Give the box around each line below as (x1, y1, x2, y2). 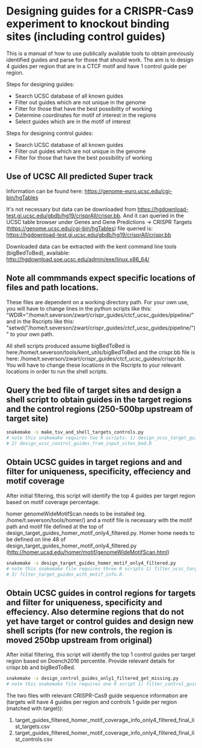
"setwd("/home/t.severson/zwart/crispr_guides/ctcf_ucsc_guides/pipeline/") (6, 324, 196, 331)
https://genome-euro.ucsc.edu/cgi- (84, 187, 173, 195)
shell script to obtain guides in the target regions (6, 394, 192, 405)
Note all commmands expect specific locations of (6, 273, 196, 284)
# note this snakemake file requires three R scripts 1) (6, 566, 152, 572)
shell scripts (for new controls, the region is (6, 625, 173, 636)
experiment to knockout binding (6, 17, 170, 31)
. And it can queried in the (120, 212, 185, 219)
